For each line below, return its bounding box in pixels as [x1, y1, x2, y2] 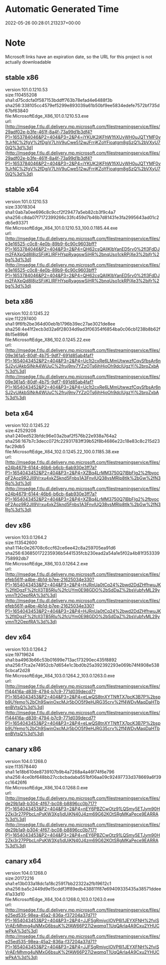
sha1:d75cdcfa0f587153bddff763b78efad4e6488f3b [5, 97, 113, 103]
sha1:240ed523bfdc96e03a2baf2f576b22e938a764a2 [5, 433, 117, 439]
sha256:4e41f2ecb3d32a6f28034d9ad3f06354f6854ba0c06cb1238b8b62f [5, 326, 161, 332]
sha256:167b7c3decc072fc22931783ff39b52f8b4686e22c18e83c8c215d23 [5, 438, 160, 444]
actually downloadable [5, 59, 52, 65]
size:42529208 [5, 428, 36, 434]
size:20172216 [5, 875, 34, 882]
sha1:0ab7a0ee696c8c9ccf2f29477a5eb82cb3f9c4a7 [5, 209, 116, 215]
